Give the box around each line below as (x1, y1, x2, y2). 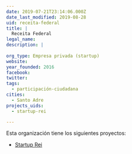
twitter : (6, 75, 28, 81)
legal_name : (6, 36, 36, 42)
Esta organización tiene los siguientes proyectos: (6, 130, 127, 137)
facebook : (6, 70, 31, 76)
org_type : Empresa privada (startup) (6, 53, 100, 59)
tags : (6, 81, 20, 87)
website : (6, 58, 28, 64)
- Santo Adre (11, 97, 44, 103)
